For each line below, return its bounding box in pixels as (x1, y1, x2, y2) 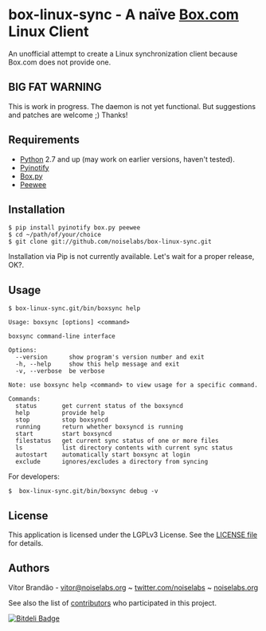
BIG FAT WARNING (8, 80, 102, 94)
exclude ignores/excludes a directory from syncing (15, 458, 209, 466)
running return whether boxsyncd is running (15, 423, 183, 431)
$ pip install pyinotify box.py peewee (8, 224, 141, 232)
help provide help (15, 409, 105, 417)
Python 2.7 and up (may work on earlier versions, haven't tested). (19, 154, 235, 164)
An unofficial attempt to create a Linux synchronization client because (8, 49, 238, 58)
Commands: (8, 395, 41, 403)
